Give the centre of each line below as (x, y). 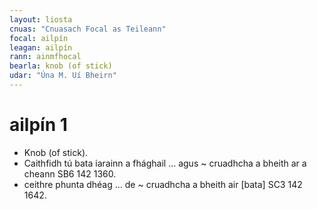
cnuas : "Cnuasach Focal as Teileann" (88, 29)
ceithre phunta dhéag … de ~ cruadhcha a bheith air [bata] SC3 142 (163, 184)
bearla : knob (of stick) (61, 66)
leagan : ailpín (41, 47)
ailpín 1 (38, 125)
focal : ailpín (39, 38)
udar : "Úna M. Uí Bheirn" (63, 76)
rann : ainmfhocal (45, 57)
